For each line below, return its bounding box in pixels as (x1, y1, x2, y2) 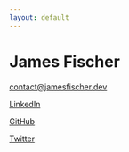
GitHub (9, 115, 36, 126)
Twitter (9, 133, 36, 144)
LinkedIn (9, 98, 41, 109)
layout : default (9, 13, 69, 22)
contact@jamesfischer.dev (9, 81, 108, 92)
